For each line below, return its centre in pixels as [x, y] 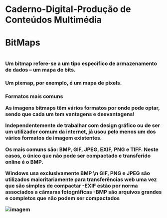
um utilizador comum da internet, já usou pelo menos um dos [81, 132]
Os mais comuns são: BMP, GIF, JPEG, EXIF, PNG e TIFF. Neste [82, 149]
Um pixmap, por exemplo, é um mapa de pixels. [64, 83]
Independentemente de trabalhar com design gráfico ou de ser [83, 125]
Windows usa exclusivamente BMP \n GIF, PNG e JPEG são [78, 173]
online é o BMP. [24, 162]
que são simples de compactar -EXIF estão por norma [72, 185]
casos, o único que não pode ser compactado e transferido [78, 155]
